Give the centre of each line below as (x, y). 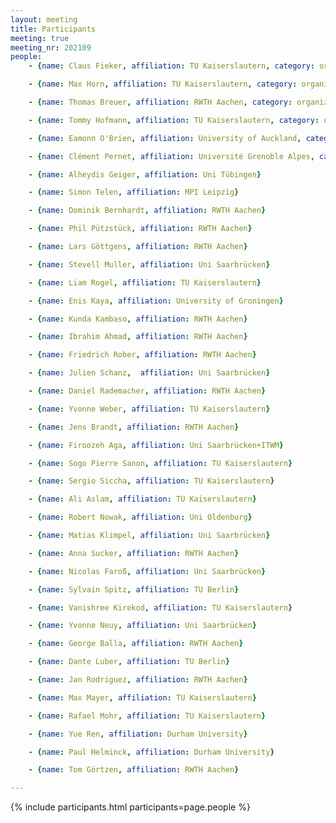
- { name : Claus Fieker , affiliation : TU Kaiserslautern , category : (171, 66)
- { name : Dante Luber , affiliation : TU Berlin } (129, 662)
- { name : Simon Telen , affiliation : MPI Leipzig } (134, 192)
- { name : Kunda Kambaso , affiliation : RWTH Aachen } (138, 319)
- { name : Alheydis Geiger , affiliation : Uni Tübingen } (145, 174)
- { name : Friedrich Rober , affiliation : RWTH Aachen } (142, 355)
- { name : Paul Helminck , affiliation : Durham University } (151, 752)
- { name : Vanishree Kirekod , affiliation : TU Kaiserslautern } (160, 607)
